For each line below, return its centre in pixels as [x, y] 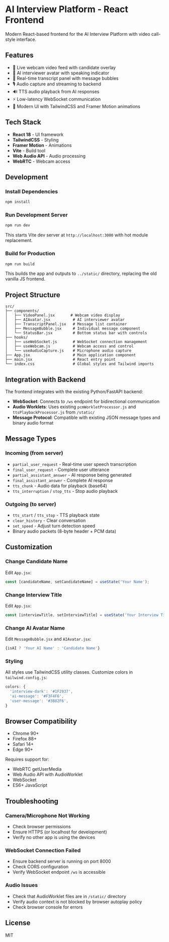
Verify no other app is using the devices [54, 837]
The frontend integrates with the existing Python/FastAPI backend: [74, 392]
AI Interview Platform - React [67, 9]
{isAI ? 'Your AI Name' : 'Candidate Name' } [53, 648]
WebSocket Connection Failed [43, 851]
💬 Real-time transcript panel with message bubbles [65, 78]
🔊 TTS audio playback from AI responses [56, 91]
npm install [18, 202]
